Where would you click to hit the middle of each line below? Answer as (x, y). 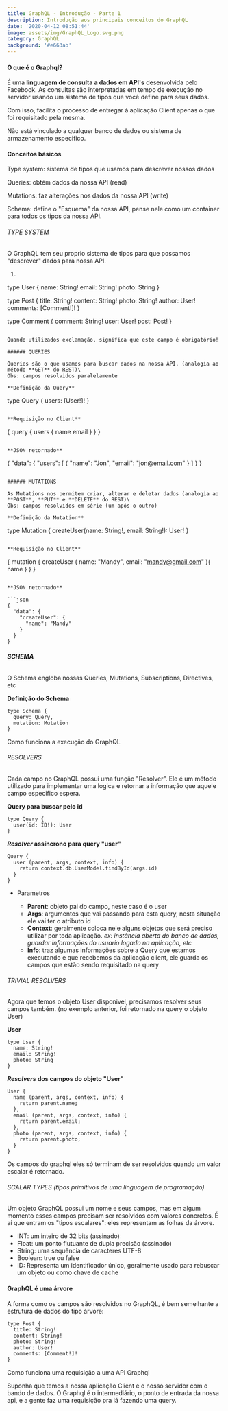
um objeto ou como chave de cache (67, 1272)
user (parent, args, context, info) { (69, 863)
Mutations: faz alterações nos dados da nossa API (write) (88, 195)
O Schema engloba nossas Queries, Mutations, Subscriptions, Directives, (110, 678)
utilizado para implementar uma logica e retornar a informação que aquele (112, 786)
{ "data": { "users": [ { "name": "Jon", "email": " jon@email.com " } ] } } (104, 463)
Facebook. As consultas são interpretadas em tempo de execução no (105, 90)
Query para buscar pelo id (45, 807)
